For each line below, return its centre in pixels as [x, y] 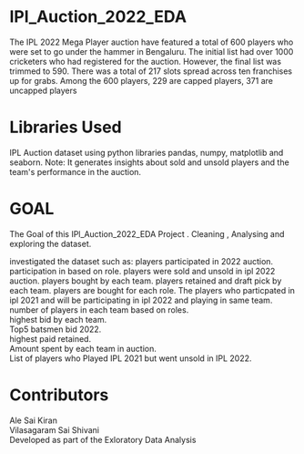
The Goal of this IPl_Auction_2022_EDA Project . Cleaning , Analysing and [147, 233]
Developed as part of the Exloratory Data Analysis [103, 439]
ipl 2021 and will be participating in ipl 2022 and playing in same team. [141, 300]
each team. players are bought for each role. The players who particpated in [152, 290]
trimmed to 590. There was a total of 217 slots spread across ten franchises [151, 71]
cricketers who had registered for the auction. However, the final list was [146, 61]
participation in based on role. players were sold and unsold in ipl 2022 [142, 271]
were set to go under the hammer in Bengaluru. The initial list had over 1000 [152, 51]
